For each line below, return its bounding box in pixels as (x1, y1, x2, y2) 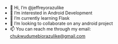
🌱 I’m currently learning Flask (9, 15, 70, 21)
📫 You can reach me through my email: (9, 26, 91, 32)
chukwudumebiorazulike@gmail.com (9, 33, 86, 39)
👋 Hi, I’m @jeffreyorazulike (9, 5, 64, 10)
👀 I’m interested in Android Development (9, 10, 93, 16)
